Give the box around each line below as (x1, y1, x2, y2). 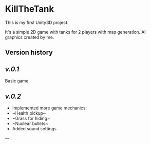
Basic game (5, 78, 29, 84)
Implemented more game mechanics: (12, 105, 87, 111)
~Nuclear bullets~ (12, 121, 49, 126)
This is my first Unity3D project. (5, 20, 69, 25)
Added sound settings (12, 125, 57, 131)
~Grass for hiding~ (12, 115, 50, 121)
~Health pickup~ (12, 110, 46, 116)
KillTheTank (5, 3, 55, 15)
